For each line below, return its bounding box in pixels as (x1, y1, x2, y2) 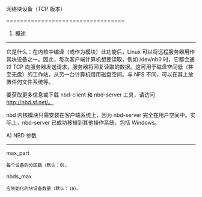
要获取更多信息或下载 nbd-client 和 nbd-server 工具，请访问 (6, 91, 155, 98)
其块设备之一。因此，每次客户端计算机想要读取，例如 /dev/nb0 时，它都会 (6, 56, 190, 63)
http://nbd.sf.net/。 (6, 99, 54, 105)
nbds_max (6, 173, 32, 180)
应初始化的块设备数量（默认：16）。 (6, 186, 81, 192)
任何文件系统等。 (11, 78, 54, 86)
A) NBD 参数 (6, 132, 37, 139)
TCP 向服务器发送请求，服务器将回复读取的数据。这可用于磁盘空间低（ (13, 63, 188, 70)
